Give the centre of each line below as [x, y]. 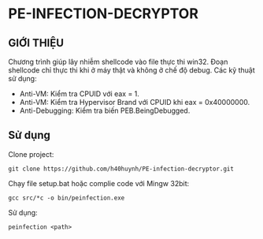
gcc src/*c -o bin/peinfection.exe [67, 198]
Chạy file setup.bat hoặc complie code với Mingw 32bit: [99, 183]
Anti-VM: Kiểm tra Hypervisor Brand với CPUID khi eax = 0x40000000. [135, 102]
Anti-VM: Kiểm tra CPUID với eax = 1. [80, 94]
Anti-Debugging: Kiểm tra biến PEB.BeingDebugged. [105, 110]
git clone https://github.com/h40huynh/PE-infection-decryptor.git [121, 169]
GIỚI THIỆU [36, 43]
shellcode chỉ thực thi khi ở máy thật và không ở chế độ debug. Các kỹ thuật [132, 70]
